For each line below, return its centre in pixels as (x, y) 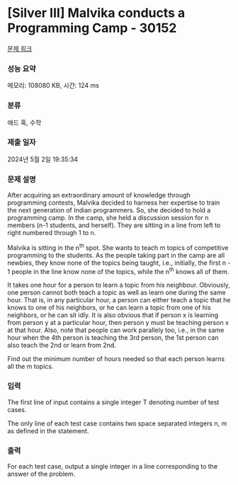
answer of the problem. (41, 474)
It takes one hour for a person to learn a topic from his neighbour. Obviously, (119, 285)
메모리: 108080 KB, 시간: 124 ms (53, 86)
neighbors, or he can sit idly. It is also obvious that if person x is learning (113, 315)
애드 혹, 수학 (24, 122)
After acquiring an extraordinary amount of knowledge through (99, 195)
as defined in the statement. (48, 430)
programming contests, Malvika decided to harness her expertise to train (114, 202)
